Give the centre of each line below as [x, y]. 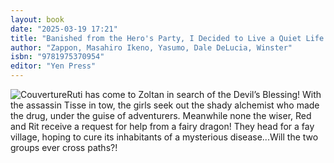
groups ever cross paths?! [64, 147]
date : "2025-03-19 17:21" [64, 29]
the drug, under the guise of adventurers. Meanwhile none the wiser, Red [161, 115]
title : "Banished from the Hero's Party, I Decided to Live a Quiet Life [167, 38]
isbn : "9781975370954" [57, 57]
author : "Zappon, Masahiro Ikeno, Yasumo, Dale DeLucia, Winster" [151, 47]
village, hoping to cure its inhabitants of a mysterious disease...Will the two [164, 137]
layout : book [37, 19]
